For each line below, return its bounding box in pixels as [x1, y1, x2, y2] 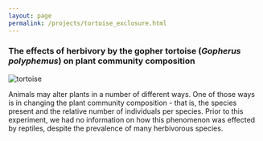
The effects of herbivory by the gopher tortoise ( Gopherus [8, 46, 241, 57]
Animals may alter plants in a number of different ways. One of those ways [8, 89, 256, 99]
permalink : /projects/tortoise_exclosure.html [8, 19, 167, 27]
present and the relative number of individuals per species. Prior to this [8, 106, 244, 116]
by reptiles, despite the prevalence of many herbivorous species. [8, 123, 224, 133]
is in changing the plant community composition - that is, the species [8, 98, 237, 107]
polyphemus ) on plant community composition [8, 55, 195, 66]
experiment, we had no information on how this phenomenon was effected [8, 115, 256, 124]
